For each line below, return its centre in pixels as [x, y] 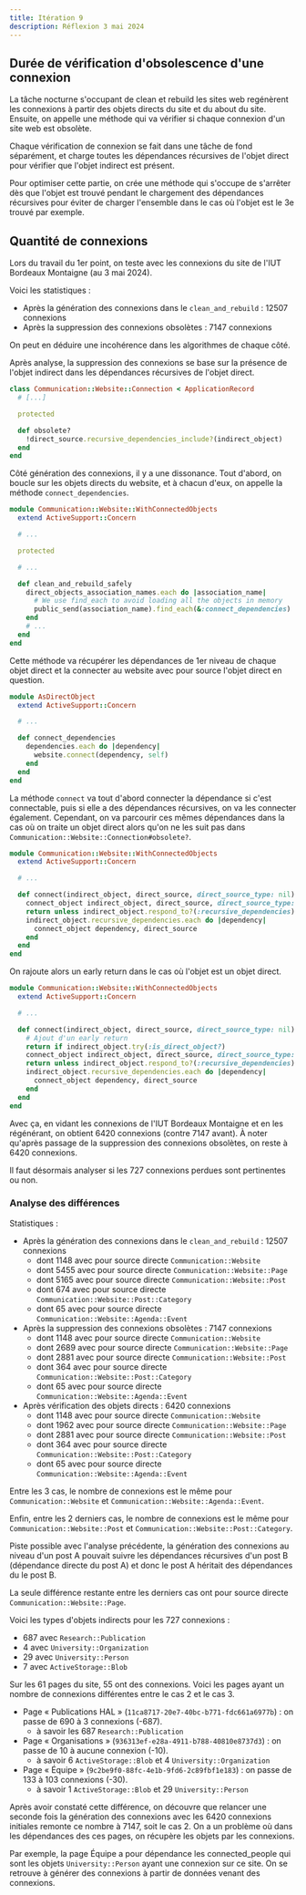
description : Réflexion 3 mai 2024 [77, 26]
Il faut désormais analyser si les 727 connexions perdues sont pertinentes [148, 1170]
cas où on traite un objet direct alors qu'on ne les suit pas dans [127, 827]
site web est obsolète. [51, 129]
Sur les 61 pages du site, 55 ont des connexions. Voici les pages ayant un [147, 1684]
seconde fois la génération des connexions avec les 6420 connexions [140, 1817]
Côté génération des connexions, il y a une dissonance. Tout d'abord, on [146, 473]
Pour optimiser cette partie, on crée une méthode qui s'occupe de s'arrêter [150, 183]
